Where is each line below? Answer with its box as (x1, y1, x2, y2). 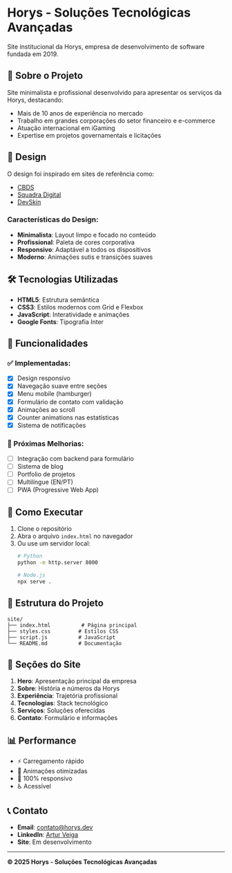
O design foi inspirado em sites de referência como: (7, 170, 155, 178)
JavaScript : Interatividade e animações (17, 310, 130, 318)
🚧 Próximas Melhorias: (7, 438, 84, 448)
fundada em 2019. (7, 50, 59, 58)
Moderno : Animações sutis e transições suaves (17, 253, 153, 261)
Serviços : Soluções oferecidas (17, 706, 106, 714)
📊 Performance (7, 735, 77, 746)
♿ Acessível (17, 782, 52, 791)
